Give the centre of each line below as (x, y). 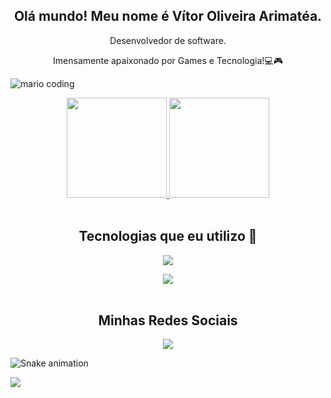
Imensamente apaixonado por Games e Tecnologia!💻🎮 (168, 60)
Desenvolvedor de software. (168, 40)
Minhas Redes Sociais (168, 320)
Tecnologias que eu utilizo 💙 (168, 236)
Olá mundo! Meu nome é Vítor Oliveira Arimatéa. (168, 16)
